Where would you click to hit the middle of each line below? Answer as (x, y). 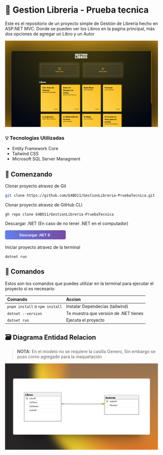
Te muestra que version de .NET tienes (105, 313)
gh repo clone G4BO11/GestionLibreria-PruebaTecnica (59, 214)
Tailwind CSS (25, 154)
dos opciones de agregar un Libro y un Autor (50, 34)
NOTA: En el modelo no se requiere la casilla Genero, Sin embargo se (86, 352)
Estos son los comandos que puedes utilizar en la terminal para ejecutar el (79, 283)
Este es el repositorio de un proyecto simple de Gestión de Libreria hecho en (81, 23)
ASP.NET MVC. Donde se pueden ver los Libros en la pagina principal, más (80, 28)
